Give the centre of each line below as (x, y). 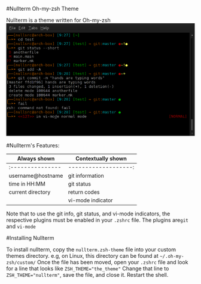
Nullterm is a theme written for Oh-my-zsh (58, 20)
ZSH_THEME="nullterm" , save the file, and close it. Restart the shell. (87, 274)
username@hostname (36, 175)
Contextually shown (101, 159)
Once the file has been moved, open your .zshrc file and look (112, 262)
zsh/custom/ (21, 263)
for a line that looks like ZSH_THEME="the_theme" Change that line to (88, 268)
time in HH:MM (27, 184)
